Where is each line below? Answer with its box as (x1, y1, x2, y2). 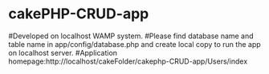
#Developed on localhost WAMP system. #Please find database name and (8, 31, 255, 41)
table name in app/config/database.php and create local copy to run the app (8, 39, 261, 49)
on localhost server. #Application (8, 48, 118, 57)
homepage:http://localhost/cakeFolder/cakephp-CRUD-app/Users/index (8, 56, 248, 66)
